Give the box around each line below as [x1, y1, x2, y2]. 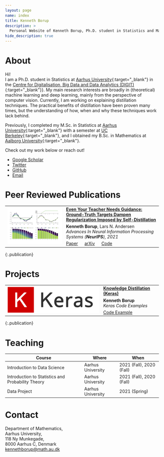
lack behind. [5, 113, 30, 119]
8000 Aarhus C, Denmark [5, 441, 57, 447]
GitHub [12, 167, 27, 173]
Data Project [7, 388, 32, 394]
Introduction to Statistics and [7, 374, 65, 380]
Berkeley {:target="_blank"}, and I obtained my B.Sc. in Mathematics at [5, 132, 146, 139]
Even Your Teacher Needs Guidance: [65, 206, 143, 212]
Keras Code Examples [103, 302, 148, 308]
